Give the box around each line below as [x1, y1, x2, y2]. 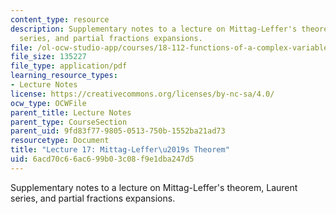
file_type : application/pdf [10, 61, 128, 71]
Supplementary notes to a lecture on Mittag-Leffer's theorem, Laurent [10, 181, 298, 193]
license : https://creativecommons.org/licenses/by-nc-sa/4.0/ [10, 89, 275, 99]
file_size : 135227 [10, 52, 87, 62]
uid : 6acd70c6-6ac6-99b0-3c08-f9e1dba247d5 [10, 154, 195, 164]
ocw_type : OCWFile [10, 98, 87, 108]
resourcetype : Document [10, 136, 110, 146]
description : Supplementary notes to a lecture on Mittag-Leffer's [10, 24, 298, 34]
